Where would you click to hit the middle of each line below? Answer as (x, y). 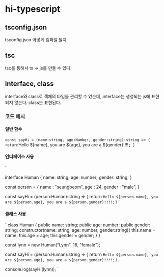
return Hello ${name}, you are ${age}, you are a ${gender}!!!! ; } (70, 144)
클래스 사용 (15, 213)
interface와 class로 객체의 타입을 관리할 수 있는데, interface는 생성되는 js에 (78, 96)
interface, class (29, 84)
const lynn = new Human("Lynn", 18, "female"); (53, 245)
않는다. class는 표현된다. (38, 103)
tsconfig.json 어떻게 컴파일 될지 (36, 40)
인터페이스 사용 (20, 157)
